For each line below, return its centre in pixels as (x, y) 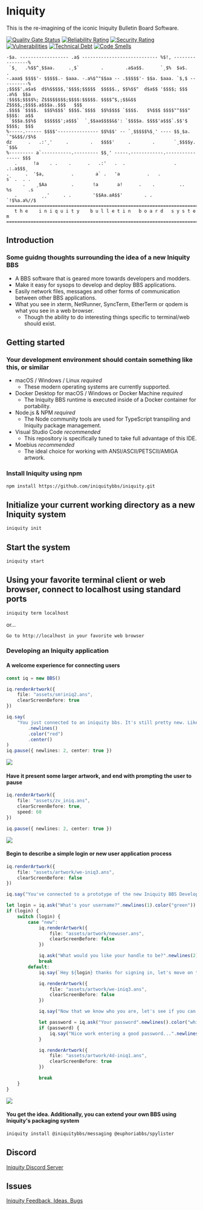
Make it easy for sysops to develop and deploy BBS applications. (95, 285)
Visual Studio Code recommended (58, 432)
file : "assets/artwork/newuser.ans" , (97, 934)
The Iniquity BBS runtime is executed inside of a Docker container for (110, 400)
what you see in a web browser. (55, 310)
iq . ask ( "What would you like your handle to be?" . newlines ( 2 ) (118, 956)
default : (39, 967)
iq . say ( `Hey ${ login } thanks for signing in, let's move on (116, 972)
